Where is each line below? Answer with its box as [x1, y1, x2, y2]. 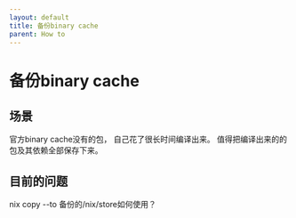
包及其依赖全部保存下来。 [9, 145, 103, 156]
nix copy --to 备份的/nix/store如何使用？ [9, 199, 157, 210]
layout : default [9, 12, 69, 22]
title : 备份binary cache [9, 21, 99, 30]
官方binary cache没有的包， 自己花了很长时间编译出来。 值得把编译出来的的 [9, 134, 287, 145]
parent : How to [9, 29, 66, 38]
